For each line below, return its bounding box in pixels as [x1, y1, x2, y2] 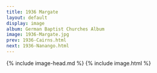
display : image [6, 20, 45, 26]
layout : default [6, 15, 47, 21]
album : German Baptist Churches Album [6, 26, 105, 32]
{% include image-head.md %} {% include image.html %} [6, 59, 151, 67]
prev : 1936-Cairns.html [6, 37, 67, 43]
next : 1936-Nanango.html [6, 43, 69, 49]
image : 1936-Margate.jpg [6, 32, 69, 38]
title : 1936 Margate [6, 9, 59, 15]
